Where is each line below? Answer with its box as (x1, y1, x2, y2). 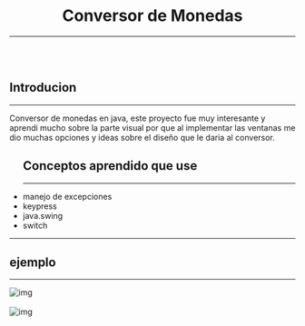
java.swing (22, 210, 64, 221)
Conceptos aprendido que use (22, 158, 198, 173)
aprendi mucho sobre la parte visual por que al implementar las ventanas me (9, 122, 296, 133)
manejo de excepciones (22, 191, 113, 202)
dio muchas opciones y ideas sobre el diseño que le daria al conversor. (9, 132, 275, 143)
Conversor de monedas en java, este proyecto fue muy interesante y (9, 113, 266, 123)
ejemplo (9, 254, 56, 270)
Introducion (9, 80, 77, 95)
